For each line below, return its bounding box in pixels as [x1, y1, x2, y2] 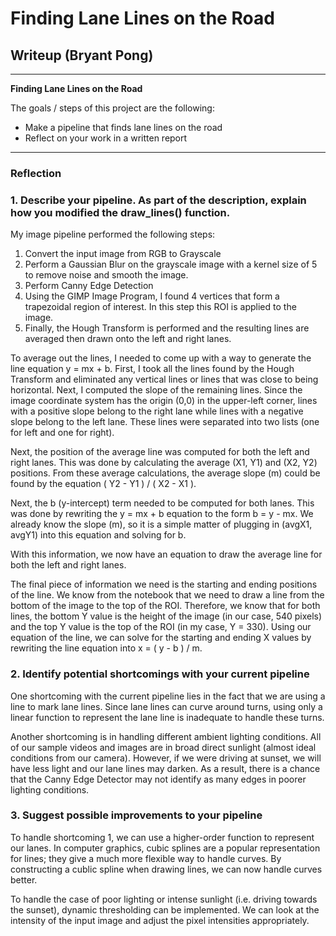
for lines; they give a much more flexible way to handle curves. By [10, 852, 282, 864]
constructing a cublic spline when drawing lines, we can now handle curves [10, 863, 323, 875]
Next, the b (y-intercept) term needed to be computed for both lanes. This [10, 497, 315, 509]
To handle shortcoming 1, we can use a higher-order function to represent [10, 831, 315, 843]
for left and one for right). [10, 427, 115, 439]
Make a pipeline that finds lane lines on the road [24, 122, 223, 133]
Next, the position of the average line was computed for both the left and [10, 446, 310, 458]
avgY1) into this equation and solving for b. [10, 529, 187, 541]
